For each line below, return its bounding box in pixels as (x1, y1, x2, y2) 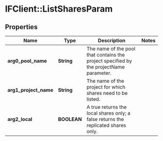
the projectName (86, 64, 125, 70)
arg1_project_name (7, 87, 53, 93)
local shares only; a (86, 110, 131, 116)
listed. (86, 96, 100, 103)
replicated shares (86, 122, 126, 128)
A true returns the (86, 104, 127, 110)
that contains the (86, 52, 125, 58)
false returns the (86, 116, 124, 123)
